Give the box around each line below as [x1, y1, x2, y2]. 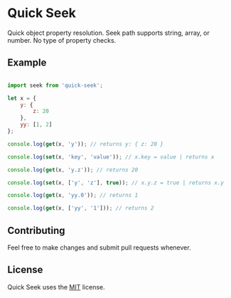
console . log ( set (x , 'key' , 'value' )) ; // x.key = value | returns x [7, 153, 215, 161]
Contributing [7, 224, 65, 236]
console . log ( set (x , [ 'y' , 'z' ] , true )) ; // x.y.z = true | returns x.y [7, 179, 225, 186]
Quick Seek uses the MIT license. [7, 282, 105, 291]
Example [7, 57, 47, 69]
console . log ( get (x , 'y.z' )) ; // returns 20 [7, 166, 139, 174]
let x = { [7, 95, 37, 102]
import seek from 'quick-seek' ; [7, 82, 103, 89]
